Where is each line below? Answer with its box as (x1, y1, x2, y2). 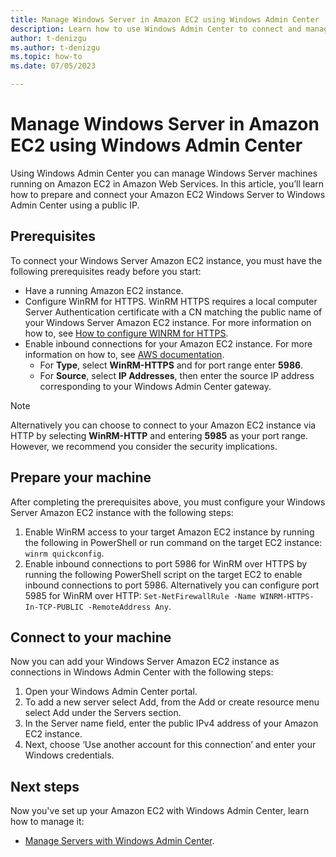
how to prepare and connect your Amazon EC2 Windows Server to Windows (10, 188, 326, 200)
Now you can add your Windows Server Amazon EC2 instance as (10, 656, 280, 668)
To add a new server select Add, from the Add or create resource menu (24, 696, 320, 708)
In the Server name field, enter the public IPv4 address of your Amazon (24, 717, 319, 730)
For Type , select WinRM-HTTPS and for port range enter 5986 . (39, 359, 304, 371)
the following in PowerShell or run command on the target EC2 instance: (24, 536, 323, 548)
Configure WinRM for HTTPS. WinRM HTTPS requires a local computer (24, 295, 318, 307)
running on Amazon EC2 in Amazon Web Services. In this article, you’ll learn (10, 177, 325, 190)
